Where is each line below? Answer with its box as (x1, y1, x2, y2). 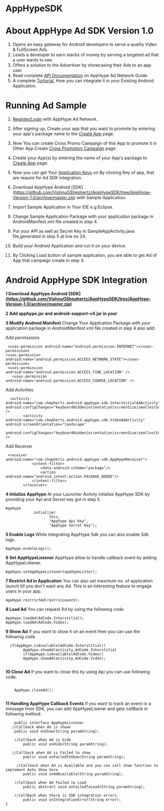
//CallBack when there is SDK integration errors (14, 793, 117, 798)
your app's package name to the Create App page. (12, 131, 114, 137)
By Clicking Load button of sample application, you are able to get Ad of (12, 252, 157, 258)
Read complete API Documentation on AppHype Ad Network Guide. (12, 73, 149, 79)
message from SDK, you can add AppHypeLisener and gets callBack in (5, 706, 148, 711)
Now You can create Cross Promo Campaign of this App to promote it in (12, 140, 157, 146)
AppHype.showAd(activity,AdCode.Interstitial (23, 647, 117, 652)
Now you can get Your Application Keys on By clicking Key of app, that (12, 169, 155, 176)
